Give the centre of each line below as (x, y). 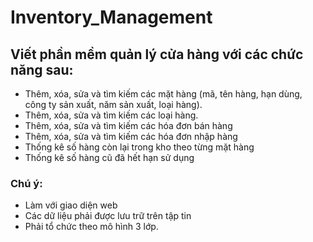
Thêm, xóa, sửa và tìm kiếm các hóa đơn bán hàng (128, 125)
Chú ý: (26, 183)
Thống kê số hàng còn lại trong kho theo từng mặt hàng (139, 147)
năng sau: (42, 69)
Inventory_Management (111, 17)
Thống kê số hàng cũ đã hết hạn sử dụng (109, 157)
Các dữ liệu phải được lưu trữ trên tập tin (108, 216)
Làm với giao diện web (71, 205)
